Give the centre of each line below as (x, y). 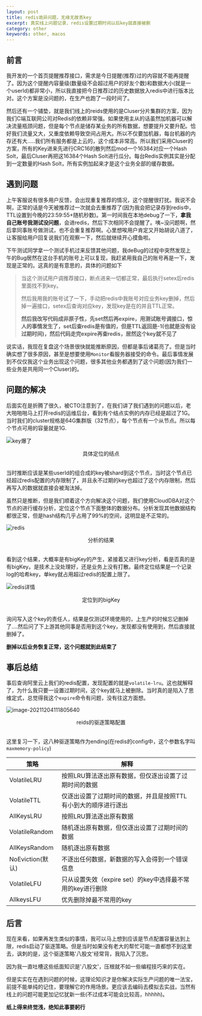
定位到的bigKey (101, 599)
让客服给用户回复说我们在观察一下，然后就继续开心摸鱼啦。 (80, 237)
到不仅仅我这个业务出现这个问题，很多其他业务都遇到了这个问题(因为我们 (97, 361)
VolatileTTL (25, 800)
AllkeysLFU (25, 899)
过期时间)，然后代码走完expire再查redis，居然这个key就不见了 (99, 334)
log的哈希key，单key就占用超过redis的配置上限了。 (70, 574)
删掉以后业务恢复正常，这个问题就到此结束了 (62, 646)
